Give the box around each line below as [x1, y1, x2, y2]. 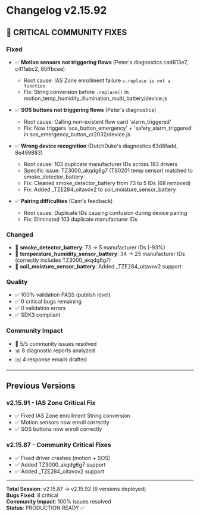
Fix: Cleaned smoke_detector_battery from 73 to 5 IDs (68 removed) [23, 179, 191, 186]
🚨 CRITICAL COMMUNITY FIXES [6, 27, 127, 37]
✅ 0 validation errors [14, 305, 66, 312]
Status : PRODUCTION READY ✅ [6, 504, 85, 511]
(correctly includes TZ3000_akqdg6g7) [14, 257, 111, 264]
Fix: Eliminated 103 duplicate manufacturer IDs [23, 215, 138, 223]
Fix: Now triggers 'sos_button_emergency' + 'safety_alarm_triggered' [23, 124, 193, 132]
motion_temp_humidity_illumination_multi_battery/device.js [23, 95, 168, 102]
